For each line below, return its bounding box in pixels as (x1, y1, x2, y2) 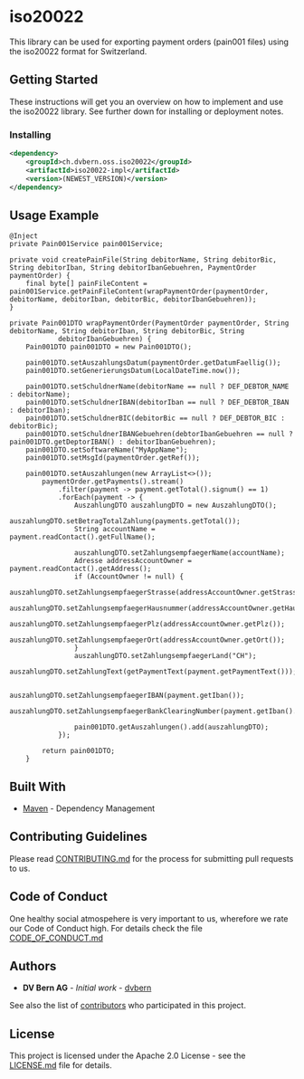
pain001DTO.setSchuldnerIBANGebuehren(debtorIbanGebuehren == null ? (25, 430, 294, 439)
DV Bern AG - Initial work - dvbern (22, 982, 152, 993)
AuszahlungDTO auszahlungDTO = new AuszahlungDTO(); (73, 501, 278, 511)
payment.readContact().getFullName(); (9, 532, 156, 542)
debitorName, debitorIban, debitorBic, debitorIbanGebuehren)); (9, 295, 257, 304)
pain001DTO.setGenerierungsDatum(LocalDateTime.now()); (25, 367, 242, 376)
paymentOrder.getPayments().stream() (42, 477, 184, 486)
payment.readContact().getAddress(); (9, 564, 152, 574)
